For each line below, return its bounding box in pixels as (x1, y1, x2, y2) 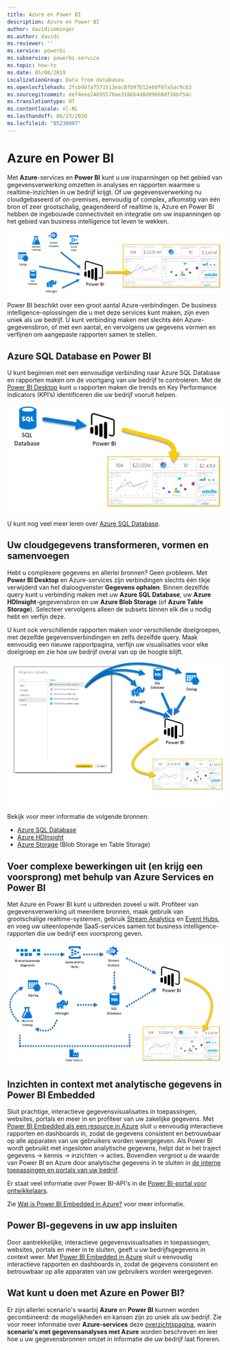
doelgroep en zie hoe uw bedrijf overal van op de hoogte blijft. (7, 647, 183, 656)
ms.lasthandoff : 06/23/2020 (7, 113, 88, 120)
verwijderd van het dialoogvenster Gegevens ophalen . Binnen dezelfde (7, 583, 209, 591)
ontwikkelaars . (7, 1187, 49, 1195)
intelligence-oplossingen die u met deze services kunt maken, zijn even (7, 308, 209, 317)
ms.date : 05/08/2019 (7, 69, 67, 76)
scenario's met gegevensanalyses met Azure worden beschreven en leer (7, 1327, 218, 1336)
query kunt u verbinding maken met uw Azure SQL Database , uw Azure (7, 590, 211, 599)
